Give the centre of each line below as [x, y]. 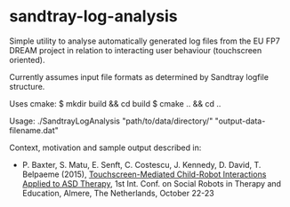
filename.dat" [34, 130]
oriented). [27, 60]
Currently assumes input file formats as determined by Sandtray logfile [139, 76]
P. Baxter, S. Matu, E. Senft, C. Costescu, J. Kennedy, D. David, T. [141, 164]
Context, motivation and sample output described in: [105, 147]
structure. [27, 86]
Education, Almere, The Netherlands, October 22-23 [118, 193]
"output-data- [240, 121]
